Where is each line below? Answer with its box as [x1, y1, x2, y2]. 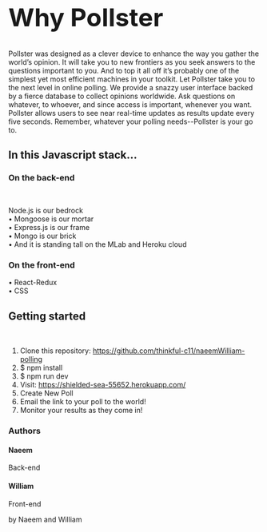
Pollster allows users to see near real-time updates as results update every [8, 108, 255, 117]
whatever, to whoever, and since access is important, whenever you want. [8, 99, 253, 109]
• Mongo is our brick [8, 231, 77, 241]
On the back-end [8, 172, 75, 183]
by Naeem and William [8, 514, 82, 524]
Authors [8, 426, 42, 437]
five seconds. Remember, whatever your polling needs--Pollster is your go [8, 117, 253, 126]
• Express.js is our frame [8, 223, 90, 232]
